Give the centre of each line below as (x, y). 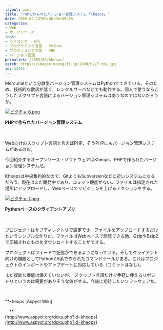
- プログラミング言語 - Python (33, 46)
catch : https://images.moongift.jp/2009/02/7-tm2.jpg (61, 64)
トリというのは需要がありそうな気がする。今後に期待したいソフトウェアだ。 (82, 281)
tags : (10, 37)
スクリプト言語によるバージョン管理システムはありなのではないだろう (88, 95)
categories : (17, 23)
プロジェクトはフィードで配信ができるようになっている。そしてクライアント (82, 253)
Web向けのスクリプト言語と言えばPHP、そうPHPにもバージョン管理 (74, 143)
